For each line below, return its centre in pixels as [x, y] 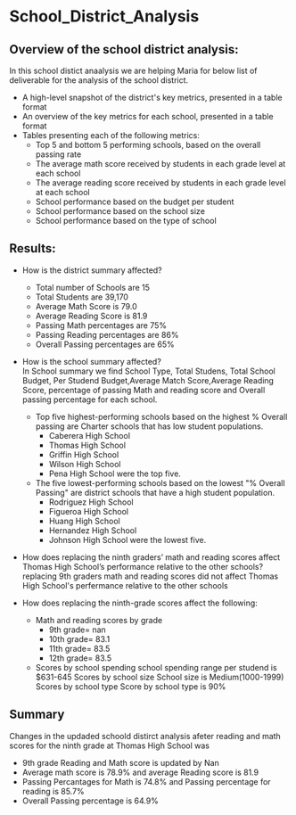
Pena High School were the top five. [115, 473]
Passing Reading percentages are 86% [107, 334]
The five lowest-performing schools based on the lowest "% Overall [160, 482]
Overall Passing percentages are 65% [105, 344]
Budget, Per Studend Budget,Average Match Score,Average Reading [148, 380]
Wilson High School [85, 464]
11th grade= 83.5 [79, 648]
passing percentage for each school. [90, 399]
